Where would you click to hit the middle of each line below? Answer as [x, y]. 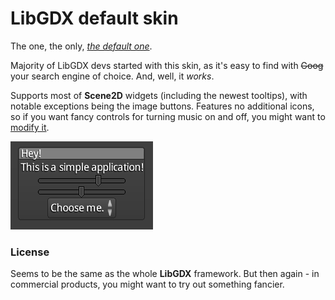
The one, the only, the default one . [81, 46]
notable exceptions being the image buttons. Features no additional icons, [162, 106]
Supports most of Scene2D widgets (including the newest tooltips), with [159, 95]
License [30, 252]
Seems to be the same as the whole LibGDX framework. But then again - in [165, 274]
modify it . [30, 127]
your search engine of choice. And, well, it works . [112, 76]
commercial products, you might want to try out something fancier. [147, 284]
